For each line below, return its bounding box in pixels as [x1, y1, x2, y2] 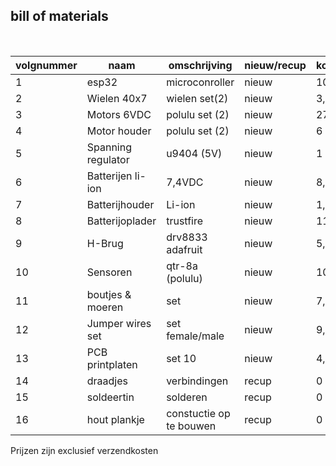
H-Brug [86, 236, 124, 250]
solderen [166, 390, 208, 404]
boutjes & [86, 287, 132, 301]
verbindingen [166, 374, 229, 388]
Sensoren [86, 265, 133, 279]
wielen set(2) [166, 91, 229, 105]
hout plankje [86, 412, 145, 426]
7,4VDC [166, 175, 204, 189]
